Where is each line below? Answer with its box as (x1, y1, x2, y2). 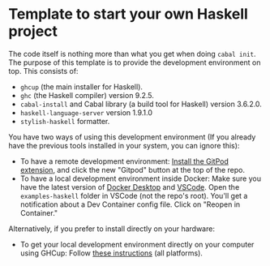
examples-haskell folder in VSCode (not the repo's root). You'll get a (19, 191, 248, 200)
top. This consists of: (8, 66, 79, 75)
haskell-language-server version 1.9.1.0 (19, 107, 152, 118)
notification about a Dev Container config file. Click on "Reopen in (19, 199, 241, 209)
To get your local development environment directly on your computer (19, 239, 255, 249)
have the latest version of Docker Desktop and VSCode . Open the (19, 182, 240, 191)
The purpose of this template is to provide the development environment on (8, 58, 261, 67)
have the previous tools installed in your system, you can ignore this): (8, 140, 240, 150)
